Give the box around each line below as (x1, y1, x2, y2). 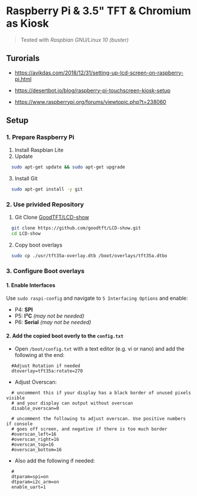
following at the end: (14, 352, 65, 359)
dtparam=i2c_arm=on (11, 479, 60, 485)
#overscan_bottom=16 (11, 447, 62, 453)
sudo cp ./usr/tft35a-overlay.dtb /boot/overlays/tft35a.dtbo (11, 253, 168, 259)
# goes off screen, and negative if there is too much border (11, 426, 168, 432)
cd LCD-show (11, 231, 41, 237)
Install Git (14, 175, 38, 182)
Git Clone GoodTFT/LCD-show (14, 214, 90, 221)
